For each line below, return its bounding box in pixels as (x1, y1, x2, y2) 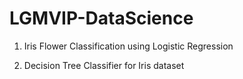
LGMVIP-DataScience (9, 7, 194, 30)
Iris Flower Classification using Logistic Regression (23, 40, 234, 52)
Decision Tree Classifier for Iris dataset (23, 59, 185, 71)
